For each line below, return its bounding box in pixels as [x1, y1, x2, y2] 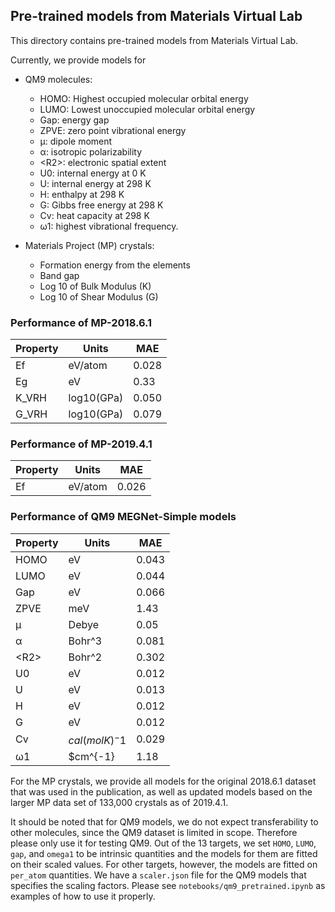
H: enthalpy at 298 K [39, 188, 125, 200]
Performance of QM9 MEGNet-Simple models [10, 510, 237, 524]
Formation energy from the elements [39, 259, 191, 271]
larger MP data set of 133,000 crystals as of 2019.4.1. [10, 797, 229, 809]
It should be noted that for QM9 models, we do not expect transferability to [10, 816, 319, 828]
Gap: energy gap [39, 114, 110, 126]
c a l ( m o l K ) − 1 [68, 731, 127, 748]
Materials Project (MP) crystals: [24, 239, 155, 251]
